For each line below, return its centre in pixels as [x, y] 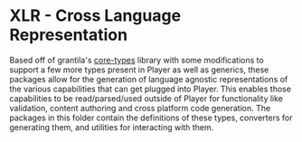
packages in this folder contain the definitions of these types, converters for [151, 118]
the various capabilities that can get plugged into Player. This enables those [151, 89]
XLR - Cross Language [95, 16]
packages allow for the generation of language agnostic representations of [149, 79]
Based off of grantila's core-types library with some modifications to [137, 60]
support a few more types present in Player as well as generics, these [139, 70]
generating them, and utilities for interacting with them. [112, 127]
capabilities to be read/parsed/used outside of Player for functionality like [146, 98]
